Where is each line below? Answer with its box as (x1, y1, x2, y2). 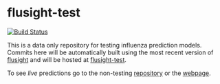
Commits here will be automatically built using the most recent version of (7, 48, 214, 56)
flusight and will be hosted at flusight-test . (7, 55, 127, 63)
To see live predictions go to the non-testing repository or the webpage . (7, 69, 211, 77)
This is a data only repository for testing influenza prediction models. (7, 41, 202, 49)
